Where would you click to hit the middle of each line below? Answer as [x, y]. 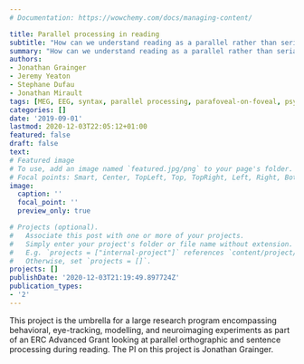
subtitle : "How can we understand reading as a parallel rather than [143, 43]
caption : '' [40, 194]
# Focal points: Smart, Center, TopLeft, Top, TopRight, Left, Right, [145, 177]
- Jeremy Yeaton [40, 77]
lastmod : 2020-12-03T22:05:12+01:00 [78, 127]
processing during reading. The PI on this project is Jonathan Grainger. [142, 349]
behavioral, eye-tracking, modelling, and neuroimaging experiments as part [150, 330]
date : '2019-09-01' [46, 119]
